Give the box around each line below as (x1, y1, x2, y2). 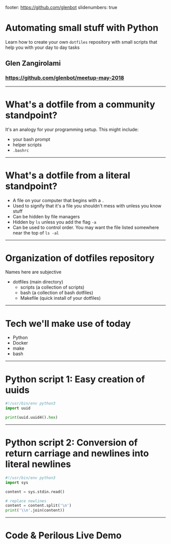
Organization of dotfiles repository (5, 252, 155, 264)
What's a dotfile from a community (5, 99, 155, 110)
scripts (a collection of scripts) (20, 284, 85, 291)
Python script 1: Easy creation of (5, 374, 145, 385)
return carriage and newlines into (5, 448, 149, 460)
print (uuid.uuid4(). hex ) (5, 415, 58, 420)
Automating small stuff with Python (5, 22, 159, 34)
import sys (5, 480, 28, 485)
